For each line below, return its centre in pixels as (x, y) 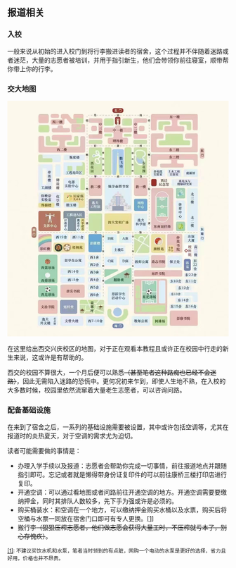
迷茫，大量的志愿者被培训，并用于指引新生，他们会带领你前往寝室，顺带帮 (121, 60)
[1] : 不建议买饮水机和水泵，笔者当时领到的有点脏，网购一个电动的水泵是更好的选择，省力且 (117, 551)
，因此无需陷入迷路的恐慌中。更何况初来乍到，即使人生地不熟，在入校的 (121, 381)
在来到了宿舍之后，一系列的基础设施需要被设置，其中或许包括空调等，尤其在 (118, 427)
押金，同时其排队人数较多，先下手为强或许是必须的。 (100, 501)
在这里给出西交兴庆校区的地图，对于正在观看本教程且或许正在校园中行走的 (115, 349)
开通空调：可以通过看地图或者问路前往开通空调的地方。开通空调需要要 (119, 492)
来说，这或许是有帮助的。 (50, 357)
